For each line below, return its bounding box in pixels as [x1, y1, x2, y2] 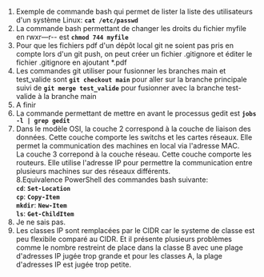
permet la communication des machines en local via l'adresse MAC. [15, 141, 240, 150]
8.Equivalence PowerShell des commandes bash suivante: [15, 175, 209, 184]
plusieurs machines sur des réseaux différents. [15, 167, 170, 176]
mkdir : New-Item [15, 200, 67, 210]
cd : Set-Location [15, 184, 71, 192]
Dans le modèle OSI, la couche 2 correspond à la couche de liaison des [15, 124, 251, 133]
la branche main [43, 92, 98, 101]
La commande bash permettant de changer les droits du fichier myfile [15, 24, 246, 33]
